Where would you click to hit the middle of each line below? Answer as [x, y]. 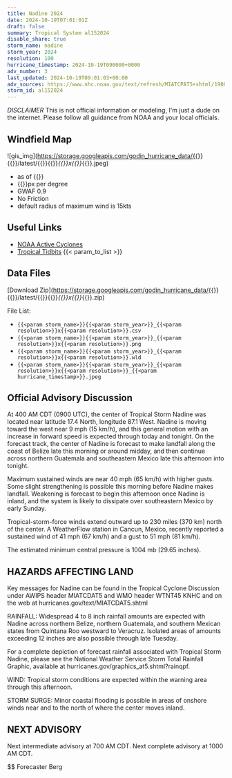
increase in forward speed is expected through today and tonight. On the [110, 436]
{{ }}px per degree [42, 184]
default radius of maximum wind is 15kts [74, 206]
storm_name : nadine [35, 46]
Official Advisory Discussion [70, 398]
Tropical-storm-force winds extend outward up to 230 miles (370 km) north [115, 522]
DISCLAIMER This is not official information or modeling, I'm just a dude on [113, 110]
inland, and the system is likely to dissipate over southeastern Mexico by [110, 501]
